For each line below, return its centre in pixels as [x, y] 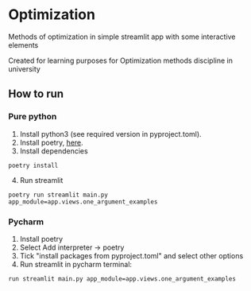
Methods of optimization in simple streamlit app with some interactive [122, 37]
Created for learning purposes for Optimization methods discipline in [120, 60]
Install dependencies [54, 151]
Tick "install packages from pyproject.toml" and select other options [131, 255]
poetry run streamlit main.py [58, 195]
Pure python [33, 117]
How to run [36, 94]
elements [23, 45]
